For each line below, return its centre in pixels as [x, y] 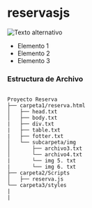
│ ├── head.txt [32, 112]
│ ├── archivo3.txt [45, 148]
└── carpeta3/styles [37, 186]
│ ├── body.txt [32, 118]
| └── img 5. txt [42, 161]
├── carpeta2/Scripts [39, 173]
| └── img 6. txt [42, 167]
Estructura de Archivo [45, 78]
